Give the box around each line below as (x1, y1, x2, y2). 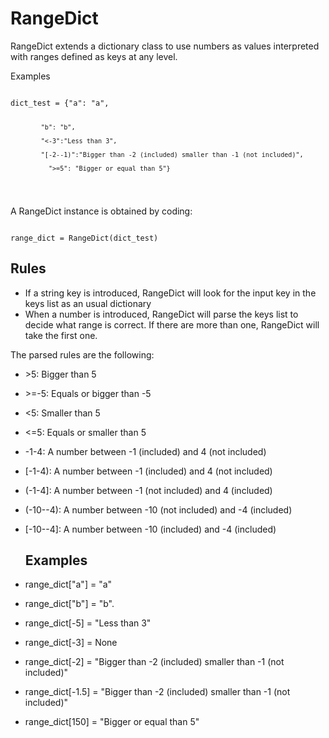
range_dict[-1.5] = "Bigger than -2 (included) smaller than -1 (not (24, 686, 291, 698)
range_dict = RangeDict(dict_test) (10, 233, 159, 243)
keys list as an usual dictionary (24, 297, 152, 309)
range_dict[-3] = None (24, 637, 118, 649)
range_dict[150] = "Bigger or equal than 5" (24, 716, 200, 728)
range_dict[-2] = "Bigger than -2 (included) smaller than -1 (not (24, 656, 285, 668)
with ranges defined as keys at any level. (10, 50, 178, 62)
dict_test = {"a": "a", (10, 98, 110, 108)
